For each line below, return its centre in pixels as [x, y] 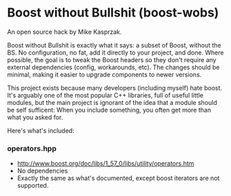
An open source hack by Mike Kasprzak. [64, 32]
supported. [33, 186]
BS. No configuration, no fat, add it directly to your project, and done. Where [115, 52]
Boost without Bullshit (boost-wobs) [113, 13]
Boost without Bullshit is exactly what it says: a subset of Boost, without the [114, 45]
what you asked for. [35, 117]
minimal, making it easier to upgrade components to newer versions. [104, 75]
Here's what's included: [41, 130]
